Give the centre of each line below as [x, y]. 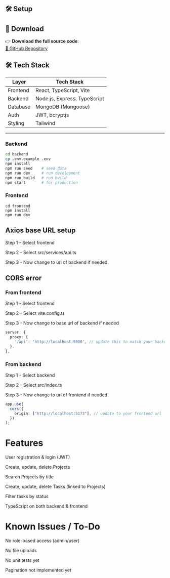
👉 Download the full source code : [42, 41]
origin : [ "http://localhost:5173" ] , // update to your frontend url [88, 414]
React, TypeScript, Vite [62, 91]
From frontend [23, 292]
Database [19, 107]
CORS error [24, 278]
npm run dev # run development [43, 173]
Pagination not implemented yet [38, 570]
